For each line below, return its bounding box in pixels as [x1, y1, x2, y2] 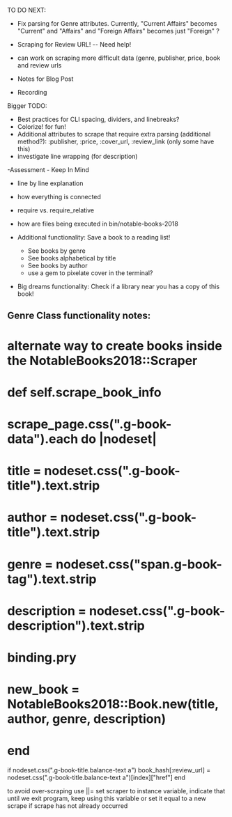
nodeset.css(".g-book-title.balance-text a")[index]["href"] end [7, 773, 186, 782]
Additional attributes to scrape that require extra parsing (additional [17, 130, 211, 138]
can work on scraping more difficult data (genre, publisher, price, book [17, 54, 221, 62]
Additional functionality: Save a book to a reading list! [17, 233, 171, 241]
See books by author [27, 261, 88, 270]
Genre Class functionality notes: [7, 310, 151, 322]
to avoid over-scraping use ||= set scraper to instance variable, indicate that [7, 787, 226, 795]
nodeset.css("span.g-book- [55, 557, 223, 572]
